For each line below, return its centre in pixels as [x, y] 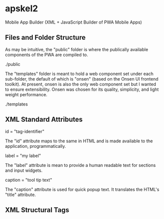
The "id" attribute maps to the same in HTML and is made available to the [79, 141]
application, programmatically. [35, 146]
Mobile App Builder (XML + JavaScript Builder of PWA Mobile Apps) [73, 22]
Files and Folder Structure [45, 38]
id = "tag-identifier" [25, 131]
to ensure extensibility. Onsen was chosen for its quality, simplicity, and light [82, 89]
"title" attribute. [21, 194]
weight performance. [26, 94]
